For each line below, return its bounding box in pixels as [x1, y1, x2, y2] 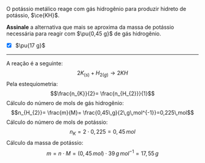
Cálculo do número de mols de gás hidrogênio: [6, 99, 124, 106]
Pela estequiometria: [6, 80, 58, 87]
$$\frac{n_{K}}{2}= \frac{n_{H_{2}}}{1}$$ [50, 90, 155, 97]
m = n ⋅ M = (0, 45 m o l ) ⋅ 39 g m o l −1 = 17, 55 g [46, 148, 159, 157]
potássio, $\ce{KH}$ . [6, 12, 60, 19]
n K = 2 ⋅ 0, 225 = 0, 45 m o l [69, 128, 136, 137]
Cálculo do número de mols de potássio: [6, 118, 108, 126]
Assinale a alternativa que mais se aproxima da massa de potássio [6, 24, 174, 31]
